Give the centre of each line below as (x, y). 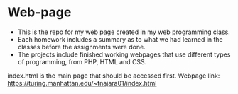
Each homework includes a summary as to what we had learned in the (120, 39)
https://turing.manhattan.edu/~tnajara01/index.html (82, 83)
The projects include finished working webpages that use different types (124, 54)
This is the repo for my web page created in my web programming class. (124, 32)
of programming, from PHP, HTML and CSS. (82, 61)
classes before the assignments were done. (81, 47)
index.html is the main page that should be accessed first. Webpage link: (114, 76)
